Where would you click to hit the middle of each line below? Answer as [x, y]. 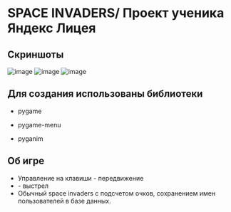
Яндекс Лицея [52, 28]
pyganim [31, 138]
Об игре [26, 161]
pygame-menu [39, 124]
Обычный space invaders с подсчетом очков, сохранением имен [117, 193]
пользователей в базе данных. [65, 201]
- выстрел [33, 186]
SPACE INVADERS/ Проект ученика [116, 13]
